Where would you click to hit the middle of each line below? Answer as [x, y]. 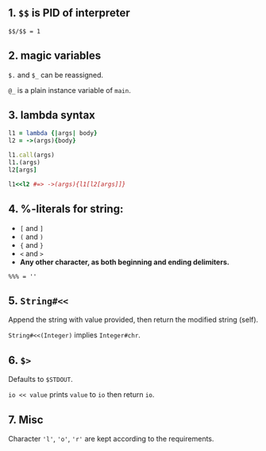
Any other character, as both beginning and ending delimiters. [125, 262]
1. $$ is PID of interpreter [69, 13]
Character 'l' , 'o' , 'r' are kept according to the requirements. [111, 438]
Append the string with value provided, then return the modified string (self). [133, 320]
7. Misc [26, 420]
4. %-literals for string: [66, 209]
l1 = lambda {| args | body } [53, 133]
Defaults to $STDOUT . [40, 380]
